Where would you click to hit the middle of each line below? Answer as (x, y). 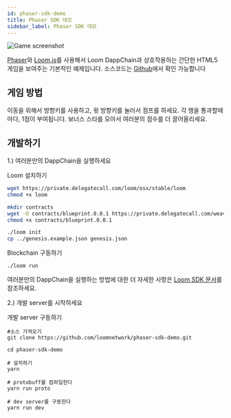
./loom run (23, 266)
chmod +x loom (27, 195)
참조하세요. (22, 288)
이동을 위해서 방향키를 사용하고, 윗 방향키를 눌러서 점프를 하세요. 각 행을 (103, 110)
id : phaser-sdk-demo (37, 13)
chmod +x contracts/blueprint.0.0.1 (59, 220)
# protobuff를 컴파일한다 (40, 383)
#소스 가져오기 (24, 332)
